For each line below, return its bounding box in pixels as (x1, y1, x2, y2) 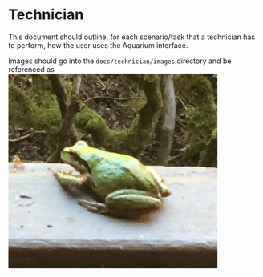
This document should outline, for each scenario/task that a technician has (8, 32, 255, 42)
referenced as (8, 64, 55, 74)
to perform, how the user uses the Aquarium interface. (8, 40, 188, 50)
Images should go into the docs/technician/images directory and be (8, 56, 232, 66)
